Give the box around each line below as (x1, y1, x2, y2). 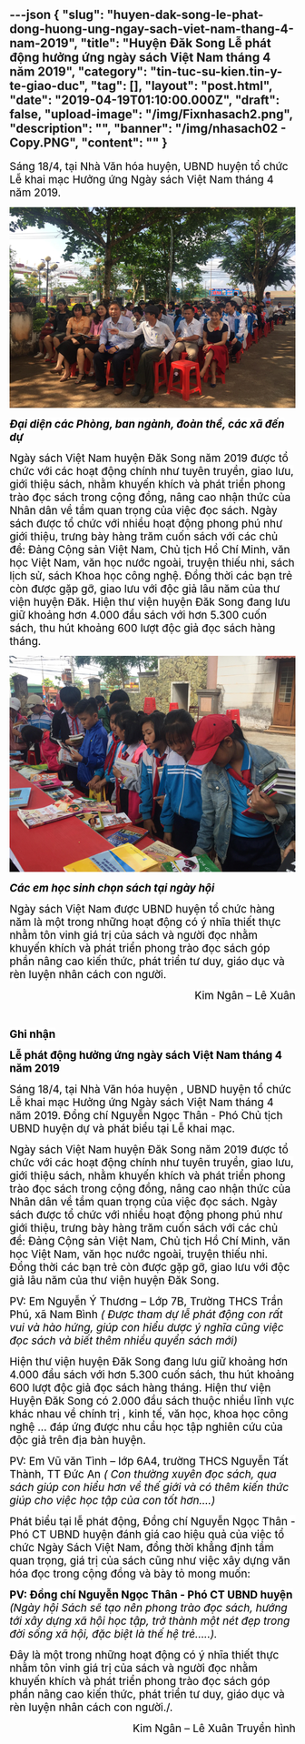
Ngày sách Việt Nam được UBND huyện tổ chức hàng (9, 902, 275, 916)
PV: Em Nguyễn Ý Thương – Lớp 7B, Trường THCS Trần (9, 1294, 283, 1308)
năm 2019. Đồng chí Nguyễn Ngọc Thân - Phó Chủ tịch (9, 1108, 283, 1123)
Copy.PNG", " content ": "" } (9, 136, 168, 151)
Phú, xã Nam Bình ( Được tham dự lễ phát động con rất (9, 1307, 283, 1322)
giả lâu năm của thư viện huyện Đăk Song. (9, 1273, 220, 1287)
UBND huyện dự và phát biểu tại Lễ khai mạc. (9, 1121, 236, 1135)
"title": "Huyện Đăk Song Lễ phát (80, 35, 271, 51)
